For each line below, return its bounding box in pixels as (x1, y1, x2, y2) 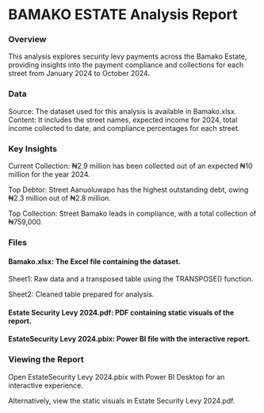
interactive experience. (8, 380, 83, 390)
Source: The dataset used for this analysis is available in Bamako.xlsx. (8, 106, 237, 116)
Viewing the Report (8, 354, 85, 365)
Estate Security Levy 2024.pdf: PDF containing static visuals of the (8, 308, 235, 317)
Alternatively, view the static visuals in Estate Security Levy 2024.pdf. (8, 396, 235, 405)
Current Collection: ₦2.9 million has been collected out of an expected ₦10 (8, 161, 253, 171)
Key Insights (8, 143, 58, 154)
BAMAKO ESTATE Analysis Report (8, 6, 238, 24)
